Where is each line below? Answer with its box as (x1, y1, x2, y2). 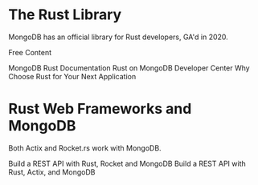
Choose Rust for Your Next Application (8, 71, 137, 81)
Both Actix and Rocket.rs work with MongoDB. (8, 143, 162, 153)
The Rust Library (8, 6, 122, 24)
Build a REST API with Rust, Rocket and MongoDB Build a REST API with (8, 159, 247, 168)
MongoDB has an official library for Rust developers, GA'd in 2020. (8, 32, 229, 42)
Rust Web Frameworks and (8, 100, 192, 118)
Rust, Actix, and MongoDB (8, 167, 96, 177)
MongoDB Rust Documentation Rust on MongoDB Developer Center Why (8, 62, 251, 73)
